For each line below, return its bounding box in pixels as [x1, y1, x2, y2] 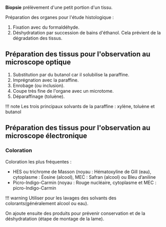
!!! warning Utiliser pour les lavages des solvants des [5, 195, 117, 201]
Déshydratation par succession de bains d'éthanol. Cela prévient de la [12, 30, 161, 35]
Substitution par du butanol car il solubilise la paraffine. [12, 71, 130, 77]
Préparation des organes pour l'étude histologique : [5, 14, 114, 20]
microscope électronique [5, 132, 88, 140]
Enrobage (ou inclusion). [12, 82, 65, 89]
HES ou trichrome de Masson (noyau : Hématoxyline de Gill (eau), [12, 169, 152, 175]
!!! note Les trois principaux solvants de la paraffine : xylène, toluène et [5, 103, 155, 109]
